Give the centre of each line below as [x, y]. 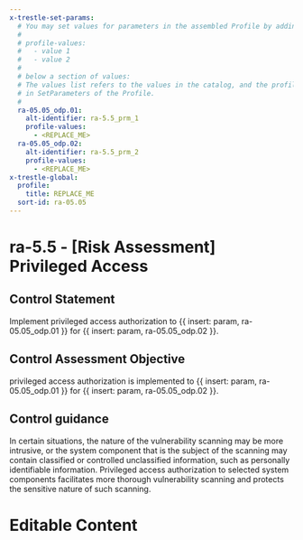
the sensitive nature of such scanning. [80, 489]
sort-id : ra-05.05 [52, 203]
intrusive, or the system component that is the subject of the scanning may [148, 450]
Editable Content [73, 525]
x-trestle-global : [44, 177]
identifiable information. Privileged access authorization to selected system [149, 470]
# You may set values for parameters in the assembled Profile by [145, 26]
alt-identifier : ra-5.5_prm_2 [83, 152]
